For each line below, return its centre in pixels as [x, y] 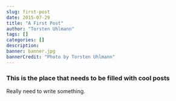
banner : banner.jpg [31, 51]
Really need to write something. [46, 91]
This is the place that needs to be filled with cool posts [88, 78]
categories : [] [25, 40]
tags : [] [17, 34]
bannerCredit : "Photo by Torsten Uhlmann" [61, 57]
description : [23, 46]
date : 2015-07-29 [28, 18]
